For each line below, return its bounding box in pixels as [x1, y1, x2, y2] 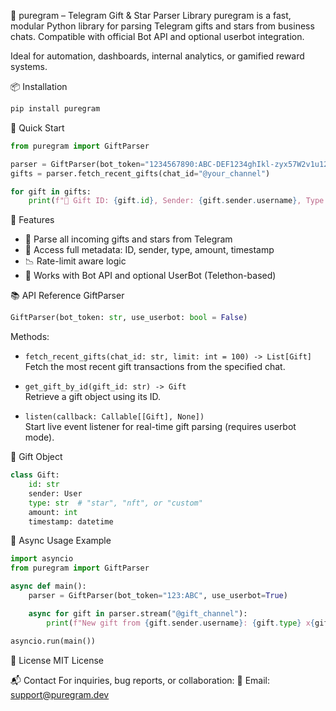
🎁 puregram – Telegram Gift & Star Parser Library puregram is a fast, [10, 10, 292, 21]
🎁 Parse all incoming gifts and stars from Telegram [24, 233, 233, 245]
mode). [24, 431, 55, 444]
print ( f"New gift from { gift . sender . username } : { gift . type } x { [46, 618, 315, 628]
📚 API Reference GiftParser [10, 290, 125, 302]
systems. [10, 61, 48, 72]
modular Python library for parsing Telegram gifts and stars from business [10, 20, 315, 32]
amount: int [28, 507, 78, 517]
